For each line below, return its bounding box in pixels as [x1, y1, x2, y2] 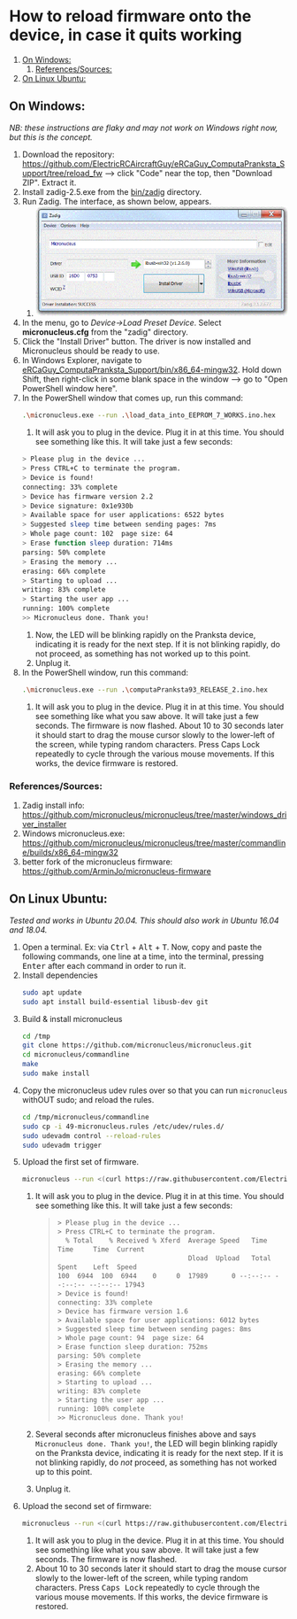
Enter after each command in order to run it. [21, 960, 187, 971]
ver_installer [21, 819, 67, 830]
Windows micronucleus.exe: [21, 828, 126, 839]
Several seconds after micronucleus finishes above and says [34, 1429, 256, 1440]
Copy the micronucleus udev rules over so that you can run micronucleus [21, 1085, 288, 1096]
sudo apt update [21, 988, 82, 997]
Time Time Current [57, 1245, 145, 1254]
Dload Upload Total [187, 1254, 271, 1263]
